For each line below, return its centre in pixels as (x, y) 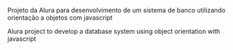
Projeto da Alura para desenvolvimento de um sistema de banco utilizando (116, 10)
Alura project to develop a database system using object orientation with (114, 31)
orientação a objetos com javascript (60, 18)
